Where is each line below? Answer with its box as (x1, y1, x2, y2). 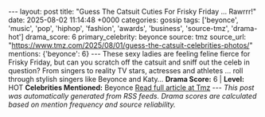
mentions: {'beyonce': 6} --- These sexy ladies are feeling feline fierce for (8, 49, 251, 58)
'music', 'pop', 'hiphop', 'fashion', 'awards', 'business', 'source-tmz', (8, 24, 230, 33)
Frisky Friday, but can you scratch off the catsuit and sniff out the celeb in (8, 57, 251, 67)
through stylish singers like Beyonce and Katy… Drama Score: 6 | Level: (8, 75, 245, 84)
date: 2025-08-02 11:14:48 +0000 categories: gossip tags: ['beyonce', (8, 15, 239, 25)
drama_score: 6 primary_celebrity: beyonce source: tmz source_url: (25, 32, 247, 41)
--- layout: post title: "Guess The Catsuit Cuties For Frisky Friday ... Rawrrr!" (8, 7, 257, 16)
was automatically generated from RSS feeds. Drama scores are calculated (8, 92, 257, 100)
